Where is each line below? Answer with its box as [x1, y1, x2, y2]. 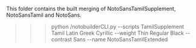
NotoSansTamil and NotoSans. [6, 11, 82, 19]
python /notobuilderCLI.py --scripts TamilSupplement [51, 23, 185, 30]
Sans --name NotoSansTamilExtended [73, 36, 168, 43]
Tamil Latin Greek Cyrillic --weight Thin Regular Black [51, 29, 184, 37]
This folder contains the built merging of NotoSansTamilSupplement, [6, 5, 176, 12]
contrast [51, 36, 72, 43]
